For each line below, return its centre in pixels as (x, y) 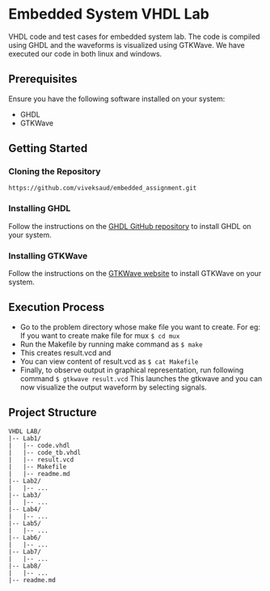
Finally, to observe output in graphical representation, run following (132, 370)
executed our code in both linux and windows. (85, 53)
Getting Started (48, 149)
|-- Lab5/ (25, 523)
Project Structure (53, 412)
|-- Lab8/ (25, 566)
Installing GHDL (40, 209)
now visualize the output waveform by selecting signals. (114, 387)
